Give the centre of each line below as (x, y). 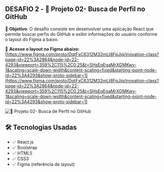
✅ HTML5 (22, 153)
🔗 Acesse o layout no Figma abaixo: (42, 49)
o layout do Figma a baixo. (32, 39)
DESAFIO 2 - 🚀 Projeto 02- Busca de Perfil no (75, 9)
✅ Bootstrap (25, 147)
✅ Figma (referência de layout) (43, 164)
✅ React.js (23, 142)
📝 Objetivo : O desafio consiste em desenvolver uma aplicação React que (80, 29)
